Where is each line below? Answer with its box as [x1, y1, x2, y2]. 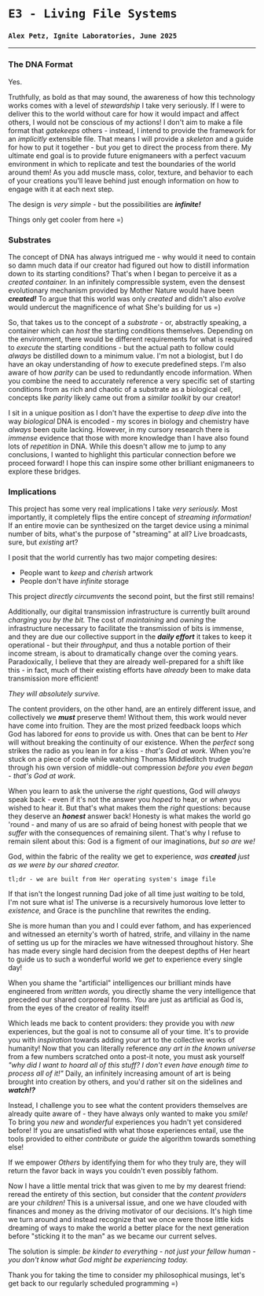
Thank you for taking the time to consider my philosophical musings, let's [8, 1270, 245, 1280]
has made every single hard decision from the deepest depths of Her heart [8, 947, 251, 956]
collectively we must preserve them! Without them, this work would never [8, 713, 247, 722]
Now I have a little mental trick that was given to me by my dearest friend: [8, 1181, 246, 1191]
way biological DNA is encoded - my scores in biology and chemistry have [8, 416, 250, 426]
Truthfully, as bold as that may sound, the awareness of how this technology [8, 92, 255, 102]
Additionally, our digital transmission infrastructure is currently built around [8, 607, 251, 616]
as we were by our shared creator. [8, 860, 120, 870]
